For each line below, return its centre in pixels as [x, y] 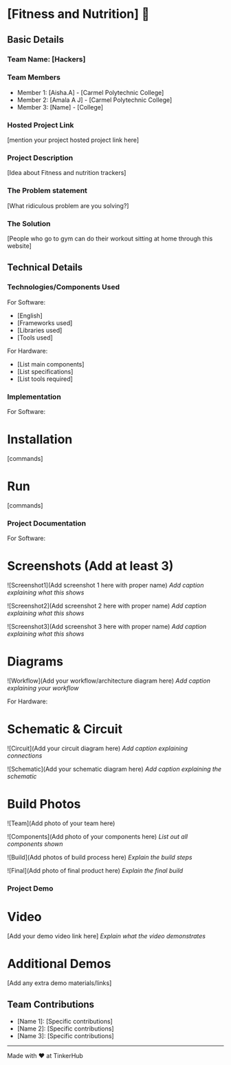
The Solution [29, 223]
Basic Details [35, 40]
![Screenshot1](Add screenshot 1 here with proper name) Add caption [106, 586]
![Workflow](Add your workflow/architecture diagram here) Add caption [109, 681]
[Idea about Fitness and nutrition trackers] [67, 173]
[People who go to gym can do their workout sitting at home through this [110, 238]
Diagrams [35, 662]
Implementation [34, 397]
